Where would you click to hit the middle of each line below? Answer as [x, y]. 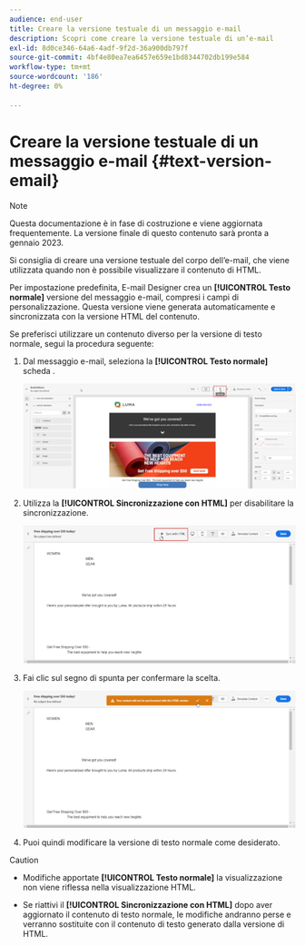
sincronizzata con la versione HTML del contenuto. [104, 316]
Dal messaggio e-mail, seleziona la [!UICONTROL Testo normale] [145, 361]
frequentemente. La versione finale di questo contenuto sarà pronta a [139, 232]
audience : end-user [46, 19]
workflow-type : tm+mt [50, 67]
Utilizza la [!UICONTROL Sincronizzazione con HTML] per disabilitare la [158, 503]
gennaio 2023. [37, 242]
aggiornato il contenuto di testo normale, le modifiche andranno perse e [157, 914]
